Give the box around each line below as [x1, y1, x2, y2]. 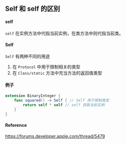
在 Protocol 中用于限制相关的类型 [12, 63, 81, 70]
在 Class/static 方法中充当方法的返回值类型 [12, 70, 102, 76]
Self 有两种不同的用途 [5, 53, 50, 59]
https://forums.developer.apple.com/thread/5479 [5, 133, 105, 139]
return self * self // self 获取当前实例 [23, 102, 105, 107]
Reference [5, 122, 27, 128]
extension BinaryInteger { [5, 93, 61, 98]
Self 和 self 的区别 [5, 4, 60, 13]
